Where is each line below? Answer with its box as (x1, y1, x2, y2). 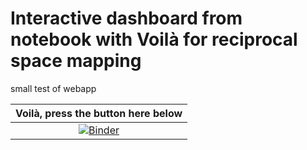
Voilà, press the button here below (15, 106, 183, 120)
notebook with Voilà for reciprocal (10, 28, 298, 51)
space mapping (10, 50, 142, 72)
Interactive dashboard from (10, 7, 243, 30)
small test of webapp (10, 82, 97, 94)
